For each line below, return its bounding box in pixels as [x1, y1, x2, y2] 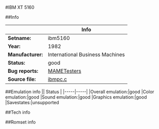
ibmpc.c [47, 76, 67, 82]
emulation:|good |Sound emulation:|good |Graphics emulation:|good [5, 94, 147, 100]
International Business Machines [47, 51, 125, 58]
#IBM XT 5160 [5, 5, 34, 10]
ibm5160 [47, 35, 70, 41]
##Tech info [5, 109, 30, 115]
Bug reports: [8, 68, 39, 74]
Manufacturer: [8, 51, 43, 58]
